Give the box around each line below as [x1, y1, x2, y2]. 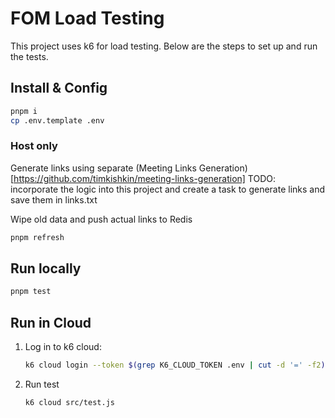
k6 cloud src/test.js [24, 398, 115, 408]
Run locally [10, 260, 82, 277]
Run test [24, 378, 60, 391]
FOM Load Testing [10, 7, 165, 30]
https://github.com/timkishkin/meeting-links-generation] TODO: [13, 172, 277, 184]
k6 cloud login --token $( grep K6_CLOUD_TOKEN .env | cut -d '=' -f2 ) [24, 360, 326, 371]
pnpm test [10, 287, 52, 297]
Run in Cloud [10, 314, 92, 331]
